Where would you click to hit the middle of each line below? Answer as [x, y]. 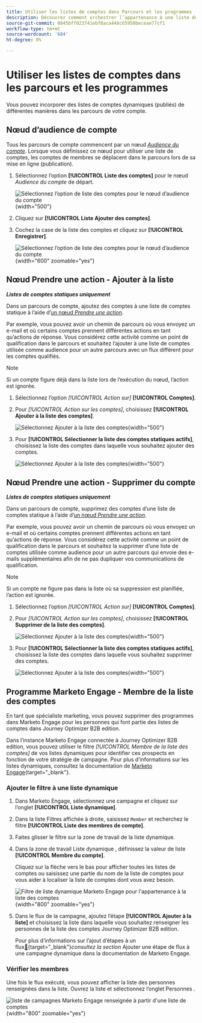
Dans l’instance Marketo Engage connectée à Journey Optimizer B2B [92, 741]
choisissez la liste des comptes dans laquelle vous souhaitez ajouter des [105, 445]
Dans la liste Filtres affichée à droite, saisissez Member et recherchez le [102, 819]
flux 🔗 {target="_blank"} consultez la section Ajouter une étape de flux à [102, 947]
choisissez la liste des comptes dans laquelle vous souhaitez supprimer [103, 655]
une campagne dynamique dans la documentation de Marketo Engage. [103, 954]
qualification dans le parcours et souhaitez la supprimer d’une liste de [92, 546]
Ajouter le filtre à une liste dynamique [62, 788]
